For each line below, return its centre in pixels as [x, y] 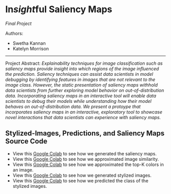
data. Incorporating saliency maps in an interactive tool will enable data [81, 96]
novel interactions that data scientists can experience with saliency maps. [83, 117]
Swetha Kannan [29, 43]
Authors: [14, 33]
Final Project [19, 23]
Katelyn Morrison [31, 48]
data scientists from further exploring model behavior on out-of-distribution [85, 90]
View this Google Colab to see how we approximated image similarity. [86, 159]
